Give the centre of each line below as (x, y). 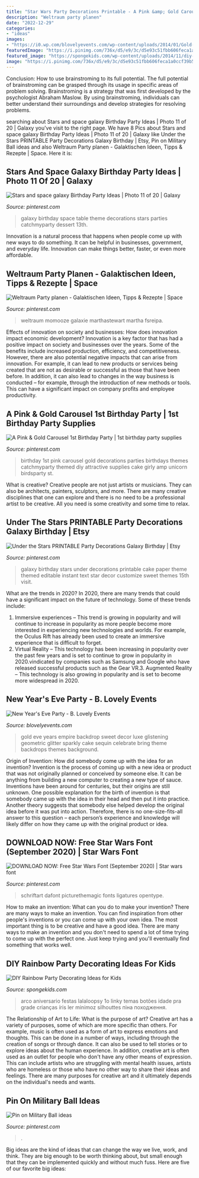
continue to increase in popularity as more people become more (93, 623)
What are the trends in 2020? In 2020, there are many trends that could (93, 593)
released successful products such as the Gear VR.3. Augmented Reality (103, 668)
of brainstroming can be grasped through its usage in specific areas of (92, 84)
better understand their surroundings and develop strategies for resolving (96, 103)
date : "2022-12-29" (30, 23)
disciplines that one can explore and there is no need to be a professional (96, 497)
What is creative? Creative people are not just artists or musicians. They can (99, 485)
